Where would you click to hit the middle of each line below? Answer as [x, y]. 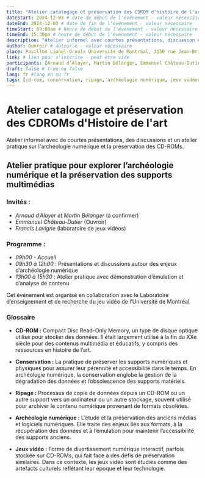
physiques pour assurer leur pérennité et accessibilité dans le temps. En [106, 368]
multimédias [31, 184]
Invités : [18, 202]
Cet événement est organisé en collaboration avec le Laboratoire [88, 295]
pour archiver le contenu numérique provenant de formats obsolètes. [102, 406]
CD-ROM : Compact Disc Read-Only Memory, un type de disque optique [106, 330]
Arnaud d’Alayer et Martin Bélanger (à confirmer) [77, 215]
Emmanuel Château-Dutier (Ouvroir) [61, 222]
